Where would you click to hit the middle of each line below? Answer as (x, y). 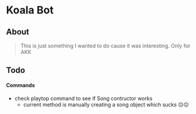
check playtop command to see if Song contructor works (83, 98)
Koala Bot (30, 10)
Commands (21, 85)
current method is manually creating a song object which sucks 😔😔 (106, 104)
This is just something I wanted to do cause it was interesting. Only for (105, 46)
